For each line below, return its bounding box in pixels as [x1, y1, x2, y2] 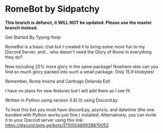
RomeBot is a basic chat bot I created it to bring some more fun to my [5, 44, 145, 49]
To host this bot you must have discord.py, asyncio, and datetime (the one [5, 107, 155, 112]
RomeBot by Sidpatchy [5, 3, 100, 15]
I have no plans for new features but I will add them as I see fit [5, 88, 131, 93]
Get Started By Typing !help [5, 34, 61, 40]
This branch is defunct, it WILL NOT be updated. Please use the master [5, 20, 152, 25]
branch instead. [5, 24, 38, 30]
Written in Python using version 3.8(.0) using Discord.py [5, 97, 118, 103]
